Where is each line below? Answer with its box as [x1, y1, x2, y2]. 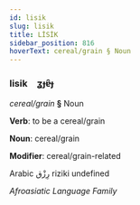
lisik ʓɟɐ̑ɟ [9, 78, 54, 90]
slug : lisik [9, 22, 54, 31]
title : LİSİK [9, 30, 59, 39]
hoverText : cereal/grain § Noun [9, 47, 131, 56]
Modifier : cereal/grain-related [9, 151, 121, 162]
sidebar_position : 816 [9, 38, 95, 48]
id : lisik [9, 13, 47, 23]
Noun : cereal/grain [9, 133, 79, 144]
